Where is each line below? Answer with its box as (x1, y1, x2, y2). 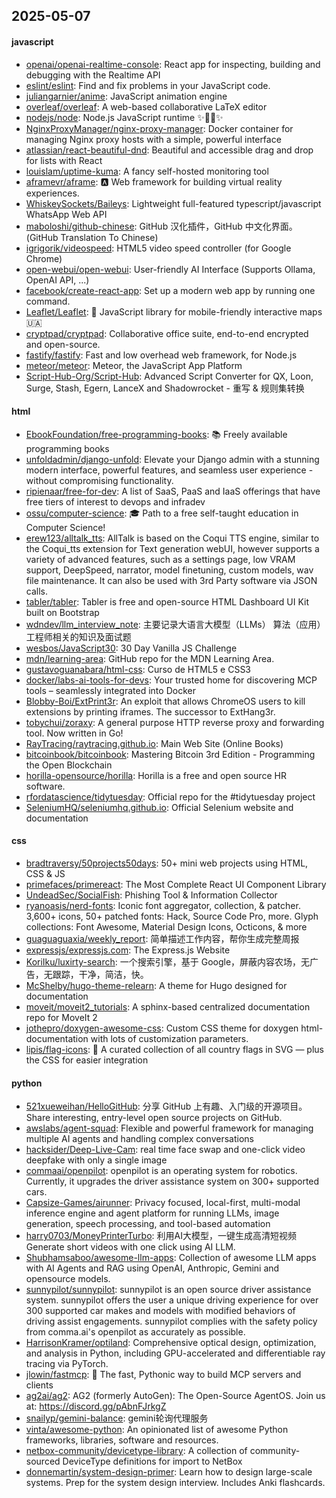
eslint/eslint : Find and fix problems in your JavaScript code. (25, 79, 271, 91)
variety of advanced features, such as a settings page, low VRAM (25, 553, 296, 565)
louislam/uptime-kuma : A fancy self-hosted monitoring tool (25, 165, 269, 177)
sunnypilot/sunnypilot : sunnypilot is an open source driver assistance (25, 1284, 312, 1296)
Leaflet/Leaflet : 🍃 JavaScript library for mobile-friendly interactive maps (25, 305, 323, 318)
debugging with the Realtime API (25, 69, 161, 81)
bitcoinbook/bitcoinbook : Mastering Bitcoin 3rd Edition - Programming (25, 748, 316, 760)
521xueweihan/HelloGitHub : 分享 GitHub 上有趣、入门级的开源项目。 (25, 1100, 308, 1113)
